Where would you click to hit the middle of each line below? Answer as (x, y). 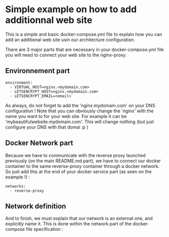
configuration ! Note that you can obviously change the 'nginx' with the (79, 111)
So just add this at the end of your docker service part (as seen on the (79, 171)
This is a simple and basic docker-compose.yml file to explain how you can (84, 34)
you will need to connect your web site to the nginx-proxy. (66, 55)
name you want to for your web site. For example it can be (66, 116)
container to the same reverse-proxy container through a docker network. (82, 166)
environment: (19, 82)
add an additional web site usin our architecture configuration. (70, 40)
